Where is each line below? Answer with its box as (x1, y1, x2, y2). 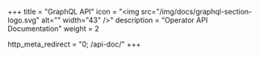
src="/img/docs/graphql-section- (140, 7, 252, 16)
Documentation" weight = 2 (7, 24, 99, 33)
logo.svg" (7, 15, 40, 25)
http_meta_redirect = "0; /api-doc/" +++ (7, 39, 141, 49)
